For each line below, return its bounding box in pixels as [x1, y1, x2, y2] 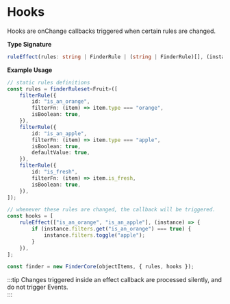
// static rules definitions [7, 79, 90, 86]
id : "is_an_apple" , [31, 130, 88, 137]
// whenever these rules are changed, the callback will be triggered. [7, 207, 216, 213]
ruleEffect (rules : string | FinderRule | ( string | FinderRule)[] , [7, 53, 204, 60]
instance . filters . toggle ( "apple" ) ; [43, 231, 146, 239]
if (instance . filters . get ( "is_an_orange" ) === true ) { [31, 226, 192, 233]
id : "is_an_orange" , [31, 98, 90, 105]
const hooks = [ [7, 213, 53, 220]
